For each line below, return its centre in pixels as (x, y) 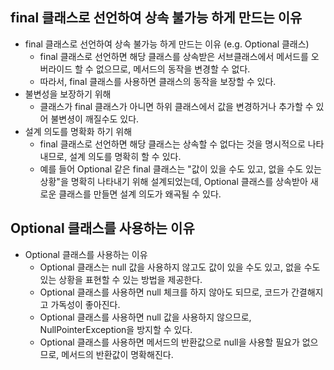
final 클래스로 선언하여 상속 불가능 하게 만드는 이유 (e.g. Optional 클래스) (167, 44)
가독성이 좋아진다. (85, 304)
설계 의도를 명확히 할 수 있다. (125, 156)
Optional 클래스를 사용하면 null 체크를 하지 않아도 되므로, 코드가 (164, 292)
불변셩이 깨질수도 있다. (95, 119)
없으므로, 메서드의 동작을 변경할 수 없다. (173, 69)
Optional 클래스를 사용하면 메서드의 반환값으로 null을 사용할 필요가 (169, 342)
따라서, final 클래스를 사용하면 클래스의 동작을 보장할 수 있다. (158, 81)
